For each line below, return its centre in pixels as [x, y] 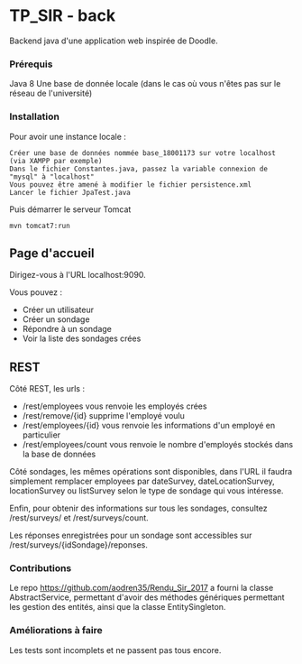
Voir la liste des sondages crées [82, 338]
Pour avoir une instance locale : [68, 136]
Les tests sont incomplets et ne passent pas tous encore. [115, 650]
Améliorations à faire [56, 631]
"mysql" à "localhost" [52, 177]
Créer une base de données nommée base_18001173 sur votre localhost [143, 153]
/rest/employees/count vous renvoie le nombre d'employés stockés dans [158, 445]
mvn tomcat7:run [40, 226]
